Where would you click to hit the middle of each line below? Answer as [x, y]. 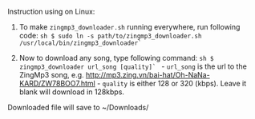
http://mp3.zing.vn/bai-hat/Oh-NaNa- [148, 75]
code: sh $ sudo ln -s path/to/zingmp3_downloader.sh [110, 36]
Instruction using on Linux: [51, 12]
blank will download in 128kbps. [72, 92]
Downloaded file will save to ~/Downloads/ [78, 107]
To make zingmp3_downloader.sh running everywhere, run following [130, 27]
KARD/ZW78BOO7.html [57, 83]
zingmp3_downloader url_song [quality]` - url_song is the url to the [133, 66]
